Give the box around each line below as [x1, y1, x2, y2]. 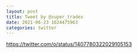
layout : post [6, 8, 38, 15]
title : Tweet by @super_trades [6, 14, 84, 20]
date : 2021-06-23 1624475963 [6, 19, 78, 25]
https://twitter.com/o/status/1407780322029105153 [6, 41, 132, 48]
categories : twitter [6, 24, 57, 31]
